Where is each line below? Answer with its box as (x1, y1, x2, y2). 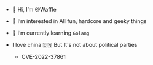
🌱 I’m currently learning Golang (12, 29, 90, 36)
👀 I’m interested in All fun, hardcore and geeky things (12, 18, 147, 24)
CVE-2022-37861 (21, 53, 66, 60)
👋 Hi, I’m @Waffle (12, 6, 57, 13)
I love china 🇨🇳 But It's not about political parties (12, 41, 138, 48)
